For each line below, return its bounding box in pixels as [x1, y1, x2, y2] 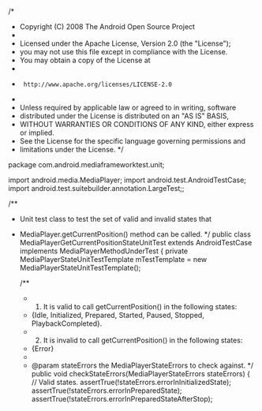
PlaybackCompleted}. [31, 319, 103, 328]
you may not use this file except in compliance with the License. [19, 47, 228, 56]
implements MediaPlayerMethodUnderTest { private [19, 246, 189, 256]
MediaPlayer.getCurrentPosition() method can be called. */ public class [19, 230, 251, 239]
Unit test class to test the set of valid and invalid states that [19, 215, 211, 223]
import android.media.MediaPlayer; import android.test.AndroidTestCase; [8, 175, 247, 185]
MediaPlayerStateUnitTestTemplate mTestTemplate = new [19, 255, 208, 263]
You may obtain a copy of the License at [19, 55, 152, 65]
